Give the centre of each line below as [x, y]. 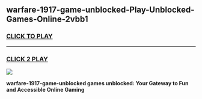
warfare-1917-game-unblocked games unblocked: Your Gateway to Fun [97, 83]
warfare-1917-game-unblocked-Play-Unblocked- [100, 10]
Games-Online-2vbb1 [47, 19]
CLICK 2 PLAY [27, 59]
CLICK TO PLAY [29, 37]
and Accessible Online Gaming [45, 89]
